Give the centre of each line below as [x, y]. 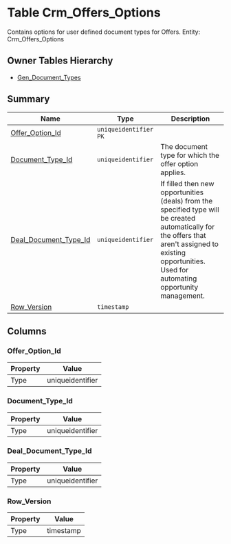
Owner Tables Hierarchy [60, 61]
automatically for [188, 227]
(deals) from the [187, 201]
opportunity [179, 287]
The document [184, 146]
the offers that [183, 235]
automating [179, 279]
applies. [173, 172]
